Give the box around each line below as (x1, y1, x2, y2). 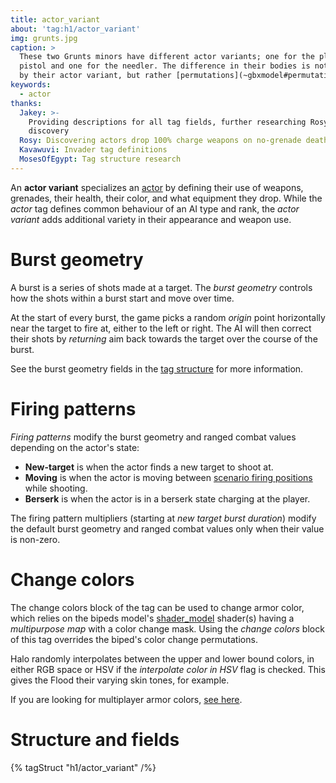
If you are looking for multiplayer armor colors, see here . (10, 693, 243, 705)
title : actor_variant (10, 14, 101, 25)
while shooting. (24, 482, 88, 494)
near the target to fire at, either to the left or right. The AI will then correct (10, 322, 312, 334)
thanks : (10, 98, 43, 108)
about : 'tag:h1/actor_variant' (10, 24, 141, 34)
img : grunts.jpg (10, 33, 78, 43)
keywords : (10, 80, 52, 90)
